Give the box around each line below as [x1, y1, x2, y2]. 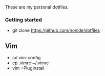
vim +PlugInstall [12, 65, 45, 71]
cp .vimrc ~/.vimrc [12, 60, 49, 66]
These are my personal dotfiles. [5, 4, 69, 10]
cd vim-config [12, 55, 41, 61]
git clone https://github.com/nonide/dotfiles [12, 27, 100, 33]
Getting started [5, 16, 42, 23]
